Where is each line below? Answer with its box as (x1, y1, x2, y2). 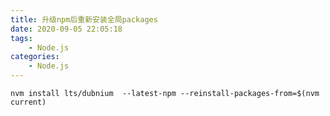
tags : (10, 33, 33, 43)
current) (10, 97, 47, 107)
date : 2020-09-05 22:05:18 (10, 24, 123, 34)
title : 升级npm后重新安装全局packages (10, 14, 158, 25)
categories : (10, 52, 60, 62)
